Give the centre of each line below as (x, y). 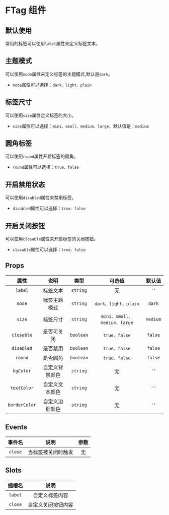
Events (16, 427)
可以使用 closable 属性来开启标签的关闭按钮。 (52, 239)
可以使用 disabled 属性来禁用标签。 (41, 198)
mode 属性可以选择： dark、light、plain (52, 85)
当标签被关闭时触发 (51, 452)
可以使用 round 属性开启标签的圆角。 (42, 156)
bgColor (22, 371)
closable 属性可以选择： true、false (49, 249)
